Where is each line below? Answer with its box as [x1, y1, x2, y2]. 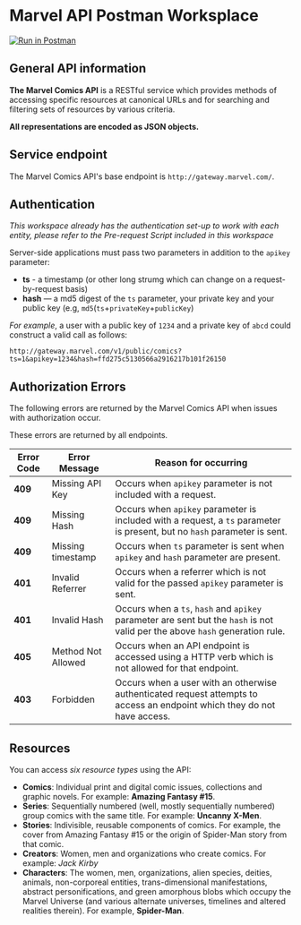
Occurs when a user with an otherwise [115, 677, 278, 689]
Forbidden [51, 693, 96, 706]
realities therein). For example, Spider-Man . [21, 905, 185, 916]
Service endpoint [9, 147, 107, 162]
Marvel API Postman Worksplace [9, 5, 260, 26]
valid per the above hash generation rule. [115, 625, 286, 638]
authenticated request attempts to [115, 688, 258, 700]
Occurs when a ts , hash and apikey [115, 603, 262, 615]
